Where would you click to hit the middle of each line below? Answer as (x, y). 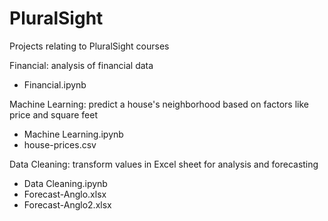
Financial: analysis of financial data (81, 65)
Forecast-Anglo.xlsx (65, 194)
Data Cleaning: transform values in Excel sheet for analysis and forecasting (164, 164)
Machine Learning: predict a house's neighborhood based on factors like (159, 104)
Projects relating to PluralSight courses (89, 46)
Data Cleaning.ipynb (65, 183)
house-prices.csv (60, 144)
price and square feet (54, 114)
